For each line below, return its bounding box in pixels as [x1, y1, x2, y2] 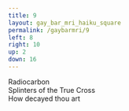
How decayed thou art [8, 94, 81, 103]
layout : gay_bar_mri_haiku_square [8, 19, 122, 27]
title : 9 [8, 11, 37, 20]
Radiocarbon [8, 76, 50, 87]
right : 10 [8, 41, 41, 49]
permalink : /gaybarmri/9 [8, 26, 90, 34]
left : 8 [8, 33, 34, 42]
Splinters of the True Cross [8, 85, 96, 94]
